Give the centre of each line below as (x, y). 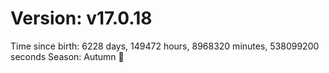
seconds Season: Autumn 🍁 (67, 56)
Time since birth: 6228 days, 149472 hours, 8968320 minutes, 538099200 (165, 46)
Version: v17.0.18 (81, 18)
